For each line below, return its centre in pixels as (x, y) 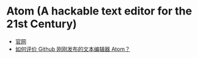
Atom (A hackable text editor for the (99, 11)
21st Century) (42, 24)
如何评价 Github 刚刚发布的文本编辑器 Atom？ (72, 49)
